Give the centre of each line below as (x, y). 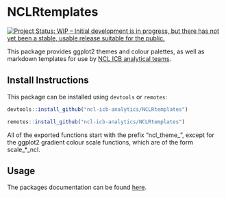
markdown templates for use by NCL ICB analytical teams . (89, 58)
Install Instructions (48, 81)
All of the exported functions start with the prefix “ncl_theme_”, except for (111, 135)
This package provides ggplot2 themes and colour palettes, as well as (106, 51)
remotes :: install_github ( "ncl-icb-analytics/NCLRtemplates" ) (96, 122)
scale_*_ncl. (24, 149)
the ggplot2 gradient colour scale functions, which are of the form (100, 142)
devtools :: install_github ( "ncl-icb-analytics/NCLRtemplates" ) (98, 109)
